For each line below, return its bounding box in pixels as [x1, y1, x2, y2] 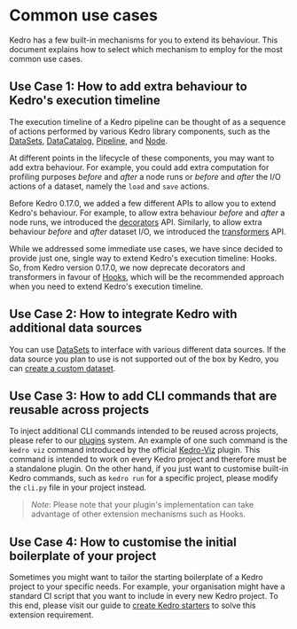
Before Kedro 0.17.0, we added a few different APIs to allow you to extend [9, 198, 277, 208]
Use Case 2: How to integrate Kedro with [9, 307, 238, 322]
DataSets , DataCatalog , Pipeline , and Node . [9, 135, 168, 146]
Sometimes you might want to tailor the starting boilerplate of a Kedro [9, 572, 263, 583]
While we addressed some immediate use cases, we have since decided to [9, 243, 284, 253]
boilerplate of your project [9, 548, 157, 563]
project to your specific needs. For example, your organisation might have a [9, 581, 285, 592]
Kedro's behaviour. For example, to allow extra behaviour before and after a [9, 207, 285, 218]
